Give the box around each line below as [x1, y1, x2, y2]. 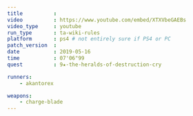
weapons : [7, 92, 32, 100]
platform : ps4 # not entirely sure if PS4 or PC [7, 36, 171, 43]
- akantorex [19, 80, 54, 86]
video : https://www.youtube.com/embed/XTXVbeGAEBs [7, 16, 187, 23]
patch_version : [7, 42, 57, 49]
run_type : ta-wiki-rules [7, 29, 100, 36]
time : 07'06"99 [7, 55, 85, 62]
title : [7, 10, 57, 17]
